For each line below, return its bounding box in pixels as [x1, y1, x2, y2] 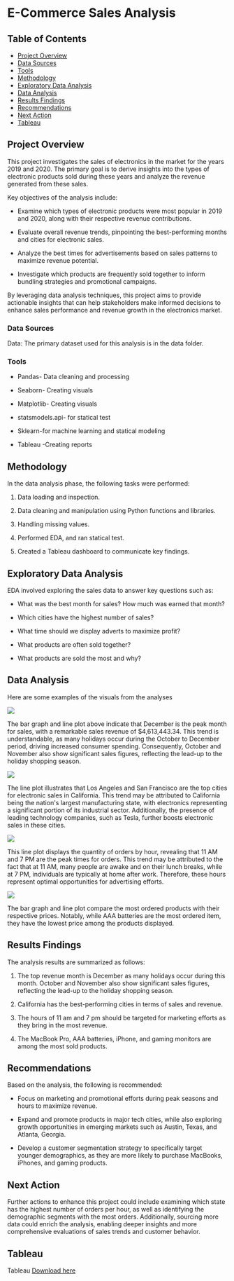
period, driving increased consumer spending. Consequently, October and [7, 741, 221, 751]
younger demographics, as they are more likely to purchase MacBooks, [17, 1151, 223, 1160]
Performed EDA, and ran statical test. [17, 534, 124, 542]
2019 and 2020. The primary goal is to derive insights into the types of [7, 165, 210, 173]
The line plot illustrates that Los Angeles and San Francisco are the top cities [7, 783, 228, 792]
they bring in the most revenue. [17, 1021, 108, 1029]
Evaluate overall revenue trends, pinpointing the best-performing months [17, 228, 227, 236]
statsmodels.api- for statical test [17, 413, 111, 422]
